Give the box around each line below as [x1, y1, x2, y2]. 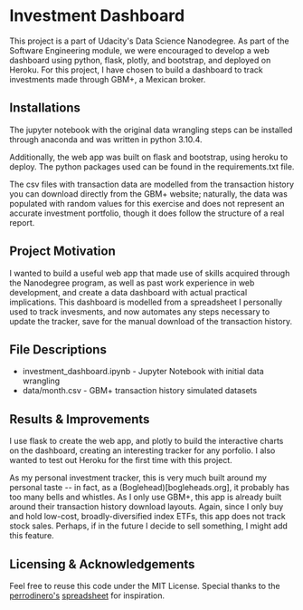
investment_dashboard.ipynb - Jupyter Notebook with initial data [22, 366, 264, 377]
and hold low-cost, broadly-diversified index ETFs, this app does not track [9, 511, 287, 522]
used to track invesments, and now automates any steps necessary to [9, 305, 270, 317]
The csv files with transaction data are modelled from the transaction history [9, 179, 295, 189]
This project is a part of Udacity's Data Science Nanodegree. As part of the [9, 35, 289, 46]
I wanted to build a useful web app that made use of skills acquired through [9, 267, 290, 278]
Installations [9, 101, 81, 116]
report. [9, 217, 35, 228]
